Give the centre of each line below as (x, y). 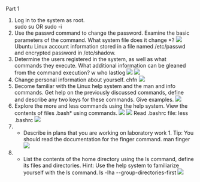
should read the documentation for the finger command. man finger (107, 139)
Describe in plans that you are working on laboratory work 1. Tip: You (108, 133)
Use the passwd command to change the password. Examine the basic (102, 33)
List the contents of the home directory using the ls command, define (108, 159)
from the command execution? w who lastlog (70, 72)
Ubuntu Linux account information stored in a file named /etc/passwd (100, 46)
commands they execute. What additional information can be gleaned (100, 66)
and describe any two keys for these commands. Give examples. (94, 99)
